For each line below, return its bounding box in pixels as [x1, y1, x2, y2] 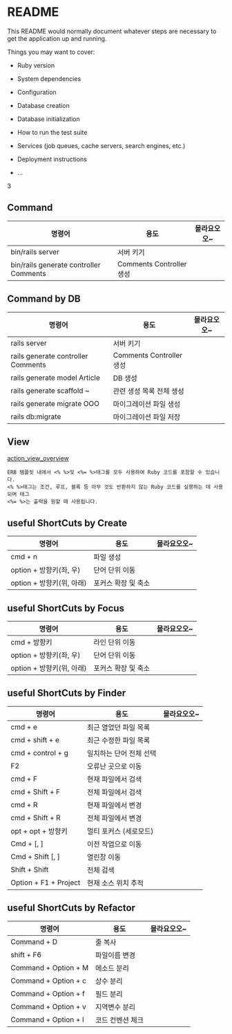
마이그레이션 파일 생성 [113, 399, 181, 409]
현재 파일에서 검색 [87, 774, 142, 784]
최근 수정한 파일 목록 [87, 735, 151, 745]
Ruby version [17, 61, 55, 69]
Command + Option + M [10, 963, 89, 972]
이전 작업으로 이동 [87, 839, 142, 849]
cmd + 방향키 [10, 638, 53, 647]
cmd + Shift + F [10, 786, 61, 796]
